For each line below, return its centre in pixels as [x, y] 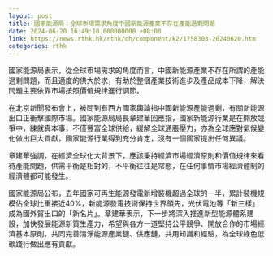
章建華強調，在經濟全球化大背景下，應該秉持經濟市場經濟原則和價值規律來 [133, 156]
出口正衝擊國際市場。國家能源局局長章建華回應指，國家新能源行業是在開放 [133, 118]
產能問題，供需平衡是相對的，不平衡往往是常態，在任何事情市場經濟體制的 [140, 166]
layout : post [30, 16]
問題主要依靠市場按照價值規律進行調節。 [76, 91]
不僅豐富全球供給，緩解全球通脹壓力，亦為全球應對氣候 [165, 128]
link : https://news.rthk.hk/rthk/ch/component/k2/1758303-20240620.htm [132, 39]
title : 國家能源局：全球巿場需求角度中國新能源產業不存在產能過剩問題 [112, 24]
